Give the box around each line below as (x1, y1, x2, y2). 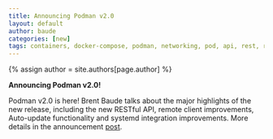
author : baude (8, 27, 57, 35)
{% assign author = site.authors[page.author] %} (8, 64, 172, 74)
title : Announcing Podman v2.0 (8, 11, 115, 20)
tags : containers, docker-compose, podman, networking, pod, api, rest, (8, 42, 260, 50)
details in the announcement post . (8, 122, 123, 132)
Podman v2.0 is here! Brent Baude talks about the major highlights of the (8, 96, 252, 106)
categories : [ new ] (8, 34, 71, 43)
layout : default (8, 20, 63, 28)
